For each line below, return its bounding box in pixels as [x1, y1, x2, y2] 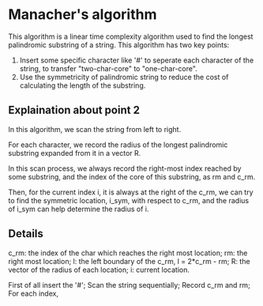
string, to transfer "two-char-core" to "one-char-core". [19, 63, 197, 73]
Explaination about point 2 [8, 104, 141, 117]
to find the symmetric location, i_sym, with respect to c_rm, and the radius [8, 195, 250, 205]
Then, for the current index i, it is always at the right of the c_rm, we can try [8, 187, 254, 197]
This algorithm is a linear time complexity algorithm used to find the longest [8, 32, 254, 41]
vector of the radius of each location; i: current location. [8, 265, 190, 274]
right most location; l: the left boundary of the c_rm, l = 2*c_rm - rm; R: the [8, 256, 250, 266]
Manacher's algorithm [8, 6, 157, 24]
